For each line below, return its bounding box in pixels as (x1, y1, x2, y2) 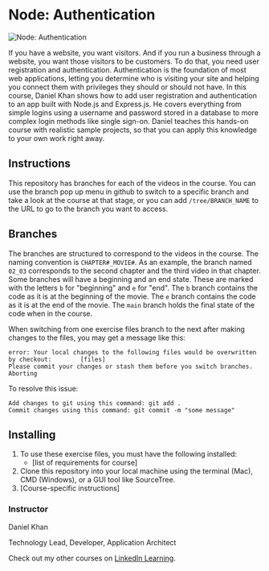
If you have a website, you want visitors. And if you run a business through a (8, 48, 261, 57)
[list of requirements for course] (31, 457, 138, 468)
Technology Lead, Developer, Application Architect (8, 537, 177, 547)
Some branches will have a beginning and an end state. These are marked (8, 274, 254, 283)
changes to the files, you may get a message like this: (8, 333, 186, 342)
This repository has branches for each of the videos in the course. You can (8, 178, 256, 188)
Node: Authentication (8, 6, 156, 24)
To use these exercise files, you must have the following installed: (19, 449, 238, 459)
